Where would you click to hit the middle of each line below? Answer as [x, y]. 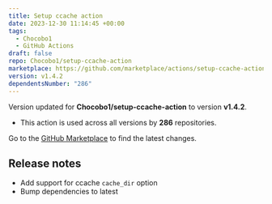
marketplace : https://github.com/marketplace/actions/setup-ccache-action [137, 69]
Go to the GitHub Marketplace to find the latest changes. [102, 138]
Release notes [45, 163]
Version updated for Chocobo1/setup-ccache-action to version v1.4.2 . [127, 107]
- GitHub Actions [45, 46]
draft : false [30, 53]
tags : [17, 31]
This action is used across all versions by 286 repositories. [118, 122]
